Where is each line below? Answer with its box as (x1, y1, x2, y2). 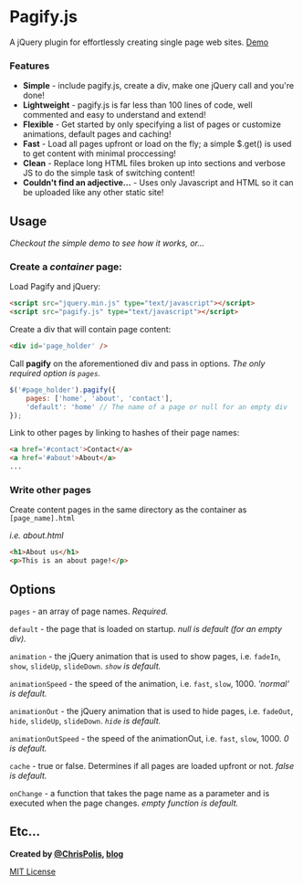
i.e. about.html (9, 530, 64, 541)
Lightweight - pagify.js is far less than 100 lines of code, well (22, 100, 253, 111)
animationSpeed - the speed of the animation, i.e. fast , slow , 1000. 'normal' (9, 678, 290, 689)
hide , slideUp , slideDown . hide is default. (9, 715, 162, 726)
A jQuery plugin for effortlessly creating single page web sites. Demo (9, 37, 269, 47)
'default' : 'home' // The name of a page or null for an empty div (26, 402, 287, 412)
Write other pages (9, 484, 91, 497)
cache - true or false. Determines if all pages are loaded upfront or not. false (9, 760, 295, 771)
